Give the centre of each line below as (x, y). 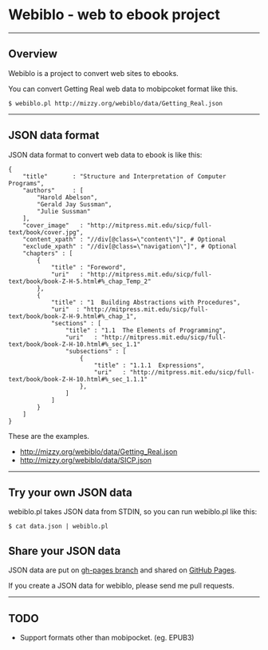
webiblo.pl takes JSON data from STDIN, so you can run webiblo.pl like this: (133, 512)
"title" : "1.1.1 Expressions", (149, 365)
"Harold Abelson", (67, 197)
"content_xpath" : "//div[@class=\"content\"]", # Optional (124, 239)
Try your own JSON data (71, 492)
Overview (33, 54)
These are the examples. (49, 436)
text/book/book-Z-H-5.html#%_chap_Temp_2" (80, 281)
